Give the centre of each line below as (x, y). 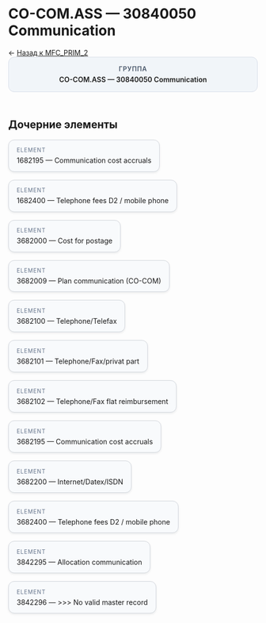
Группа (133, 69)
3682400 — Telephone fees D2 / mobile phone (93, 521)
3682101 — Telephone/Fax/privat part (78, 361)
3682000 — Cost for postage (65, 240)
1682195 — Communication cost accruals (84, 160)
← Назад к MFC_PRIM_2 (48, 52)
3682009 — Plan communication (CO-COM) (89, 281)
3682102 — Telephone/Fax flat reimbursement (93, 401)
